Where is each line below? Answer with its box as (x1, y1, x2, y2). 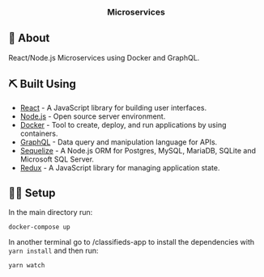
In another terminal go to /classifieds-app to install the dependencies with (8, 237, 255, 247)
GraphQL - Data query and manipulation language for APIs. (19, 136, 218, 147)
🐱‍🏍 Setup (8, 186, 56, 199)
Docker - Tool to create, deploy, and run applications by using (19, 120, 227, 129)
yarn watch (8, 262, 45, 270)
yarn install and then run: (8, 246, 99, 256)
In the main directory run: (8, 208, 93, 217)
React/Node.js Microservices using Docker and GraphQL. (8, 52, 200, 62)
